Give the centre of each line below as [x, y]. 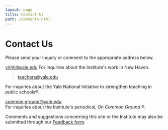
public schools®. [22, 92]
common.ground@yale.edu [33, 102]
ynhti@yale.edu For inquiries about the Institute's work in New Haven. [77, 67]
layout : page [19, 10]
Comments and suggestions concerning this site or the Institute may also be [84, 117]
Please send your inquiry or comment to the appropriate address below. [80, 57]
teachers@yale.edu [38, 77]
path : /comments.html [28, 19]
